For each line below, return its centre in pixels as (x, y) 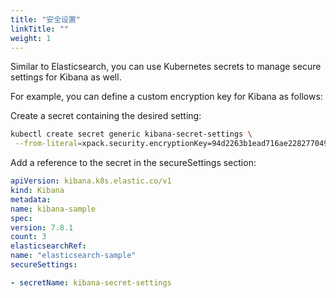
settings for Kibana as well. (66, 77)
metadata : (31, 199)
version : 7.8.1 (42, 227)
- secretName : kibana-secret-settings (91, 282)
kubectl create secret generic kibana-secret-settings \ (131, 134)
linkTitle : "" (40, 29)
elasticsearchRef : (48, 246)
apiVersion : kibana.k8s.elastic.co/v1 (91, 181)
